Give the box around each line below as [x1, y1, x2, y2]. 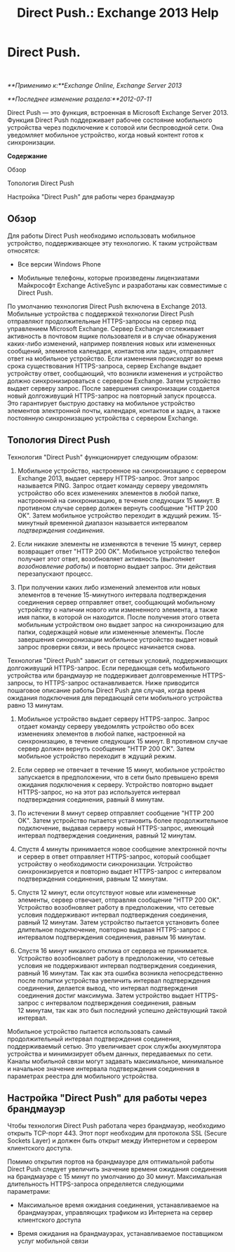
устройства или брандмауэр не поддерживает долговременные [7, 671, 201, 680]
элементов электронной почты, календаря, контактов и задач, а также [7, 406, 221, 415]
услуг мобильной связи [17, 1237, 89, 1246]
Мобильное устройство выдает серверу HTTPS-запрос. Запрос [17, 714, 210, 723]
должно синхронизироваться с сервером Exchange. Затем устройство [7, 377, 221, 385]
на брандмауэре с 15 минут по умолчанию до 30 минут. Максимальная [7, 1173, 222, 1181]
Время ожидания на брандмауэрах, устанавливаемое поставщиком [17, 1230, 223, 1238]
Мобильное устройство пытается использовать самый [7, 1027, 173, 1035]
